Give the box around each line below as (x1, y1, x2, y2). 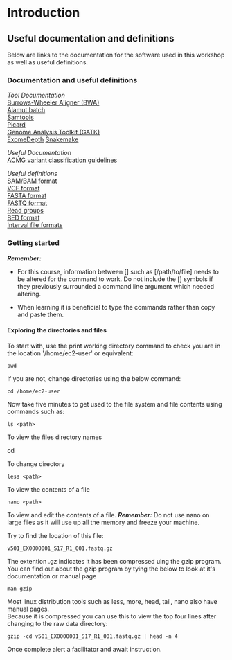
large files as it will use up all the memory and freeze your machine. (7, 518, 199, 526)
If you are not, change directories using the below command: (7, 374, 181, 382)
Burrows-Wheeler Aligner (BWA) (7, 98, 100, 107)
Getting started (7, 238, 60, 248)
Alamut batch (7, 106, 46, 114)
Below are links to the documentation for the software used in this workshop (7, 51, 225, 59)
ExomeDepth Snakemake (7, 135, 79, 143)
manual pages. (7, 605, 50, 613)
